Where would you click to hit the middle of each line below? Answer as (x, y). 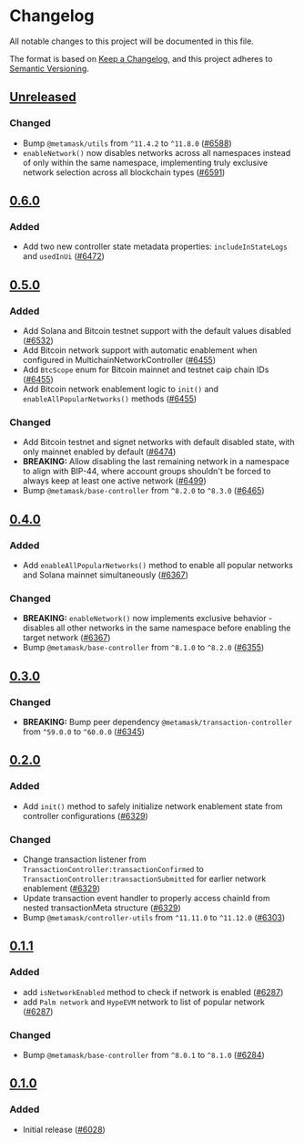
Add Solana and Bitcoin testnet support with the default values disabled (157, 331)
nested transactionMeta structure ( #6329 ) (102, 908)
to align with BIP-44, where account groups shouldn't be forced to (147, 472)
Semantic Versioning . (49, 68)
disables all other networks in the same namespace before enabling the (157, 628)
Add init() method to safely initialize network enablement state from (153, 806)
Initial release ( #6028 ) (64, 1129)
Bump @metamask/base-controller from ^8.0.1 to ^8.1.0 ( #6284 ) (144, 1055)
